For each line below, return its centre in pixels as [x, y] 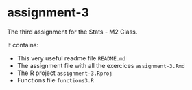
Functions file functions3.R [56, 80]
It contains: [23, 45]
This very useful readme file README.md [71, 58]
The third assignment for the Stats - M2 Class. [72, 32]
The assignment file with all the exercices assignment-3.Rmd [101, 65]
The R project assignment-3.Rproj [65, 73]
